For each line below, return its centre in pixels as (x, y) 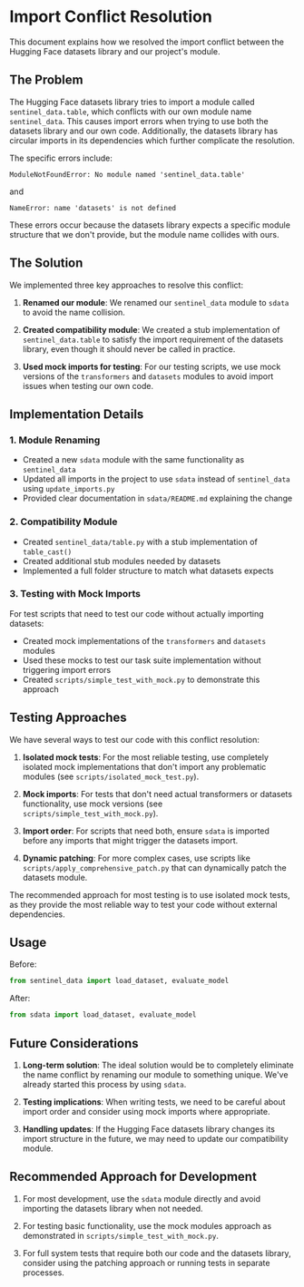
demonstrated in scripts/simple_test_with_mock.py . (121, 1235)
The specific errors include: (61, 158)
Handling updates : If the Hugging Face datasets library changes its (148, 1129)
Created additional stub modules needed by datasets (121, 561)
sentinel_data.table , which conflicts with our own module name (131, 112)
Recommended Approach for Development (133, 1177)
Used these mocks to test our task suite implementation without (142, 660)
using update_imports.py (69, 489)
